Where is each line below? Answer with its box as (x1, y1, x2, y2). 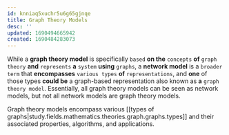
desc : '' (7, 23, 32, 30)
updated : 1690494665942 (7, 29, 76, 37)
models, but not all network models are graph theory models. (7, 91, 181, 100)
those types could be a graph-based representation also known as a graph (7, 77, 219, 85)
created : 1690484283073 (7, 36, 76, 43)
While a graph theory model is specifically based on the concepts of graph (7, 55, 217, 63)
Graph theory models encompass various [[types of (7, 105, 155, 114)
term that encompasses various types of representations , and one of (7, 70, 208, 78)
